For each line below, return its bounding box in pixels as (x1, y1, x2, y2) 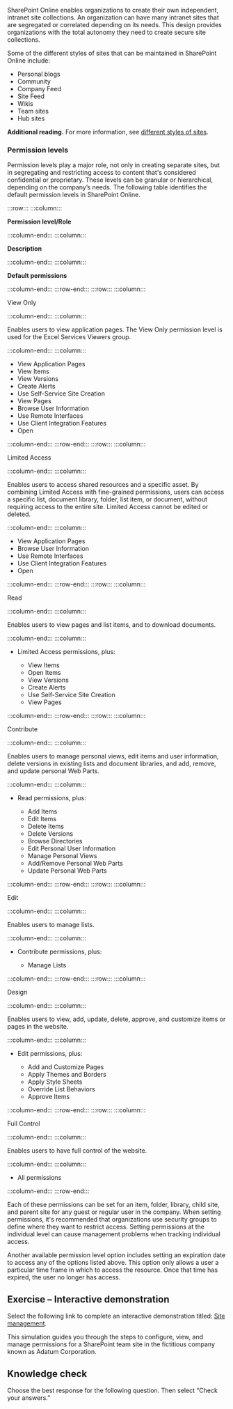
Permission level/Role (7, 217, 72, 226)
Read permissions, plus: (17, 794, 87, 802)
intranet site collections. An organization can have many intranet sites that (7, 13, 219, 22)
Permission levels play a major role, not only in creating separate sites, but (7, 161, 220, 169)
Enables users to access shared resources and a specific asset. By (7, 481, 199, 489)
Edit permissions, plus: (17, 1050, 83, 1058)
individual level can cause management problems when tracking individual (7, 1230, 220, 1238)
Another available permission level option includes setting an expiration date (7, 1251, 226, 1259)
